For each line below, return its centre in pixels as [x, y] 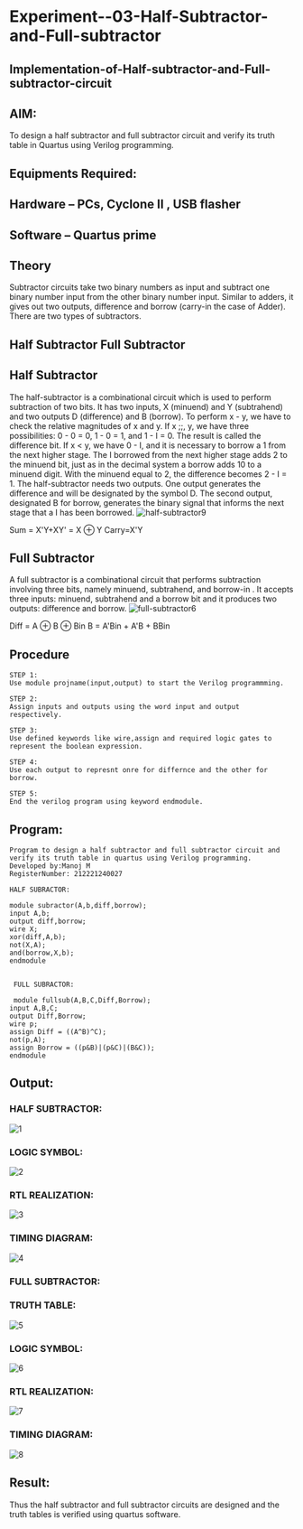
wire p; [24, 1024]
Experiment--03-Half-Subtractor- [139, 17]
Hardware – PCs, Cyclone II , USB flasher [125, 205]
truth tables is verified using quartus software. [95, 1514]
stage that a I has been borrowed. [72, 512]
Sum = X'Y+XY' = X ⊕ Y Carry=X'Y [76, 529]
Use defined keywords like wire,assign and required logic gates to [141, 739]
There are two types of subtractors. [75, 316]
